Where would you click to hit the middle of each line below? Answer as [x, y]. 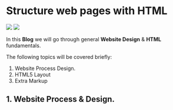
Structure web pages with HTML [87, 11]
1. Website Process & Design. [60, 99]
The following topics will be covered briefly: [59, 56]
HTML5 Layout [33, 74]
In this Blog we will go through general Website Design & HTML [84, 39]
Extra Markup [31, 81]
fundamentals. [24, 45]
